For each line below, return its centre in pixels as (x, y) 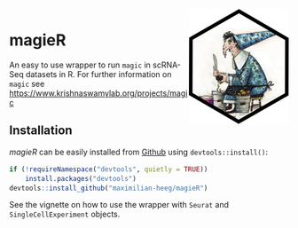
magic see (27, 83)
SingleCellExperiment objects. (65, 214)
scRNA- (167, 65)
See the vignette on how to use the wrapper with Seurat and (119, 205)
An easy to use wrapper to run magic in (80, 65)
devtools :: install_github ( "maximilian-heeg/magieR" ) (109, 188)
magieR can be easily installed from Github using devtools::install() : (139, 152)
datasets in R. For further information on (98, 74)
